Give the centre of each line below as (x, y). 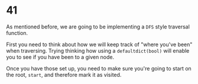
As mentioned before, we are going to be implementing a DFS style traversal (98, 27)
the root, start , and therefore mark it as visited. (64, 75)
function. (17, 33)
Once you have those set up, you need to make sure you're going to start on (99, 68)
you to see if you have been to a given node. (60, 57)
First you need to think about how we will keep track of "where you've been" (99, 44)
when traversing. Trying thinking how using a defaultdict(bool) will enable (98, 50)
